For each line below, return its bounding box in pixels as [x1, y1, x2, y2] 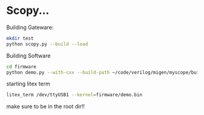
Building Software [6, 52, 51, 59]
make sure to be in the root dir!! [6, 103, 85, 110]
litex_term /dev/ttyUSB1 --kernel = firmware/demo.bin [6, 92, 143, 98]
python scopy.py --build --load [6, 41, 88, 47]
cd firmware [6, 64, 36, 70]
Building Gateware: [6, 24, 54, 31]
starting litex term [6, 80, 50, 88]
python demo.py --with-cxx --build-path [6, 69, 110, 76]
